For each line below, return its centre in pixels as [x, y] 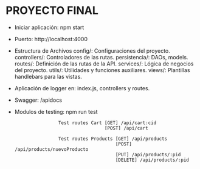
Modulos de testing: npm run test [56, 111]
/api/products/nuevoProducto [51, 149]
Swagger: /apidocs [38, 100]
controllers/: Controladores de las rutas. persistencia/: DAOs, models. [101, 57]
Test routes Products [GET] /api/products [113, 139]
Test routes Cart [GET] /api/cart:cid [107, 123]
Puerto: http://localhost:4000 [51, 39]
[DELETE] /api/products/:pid [152, 160]
